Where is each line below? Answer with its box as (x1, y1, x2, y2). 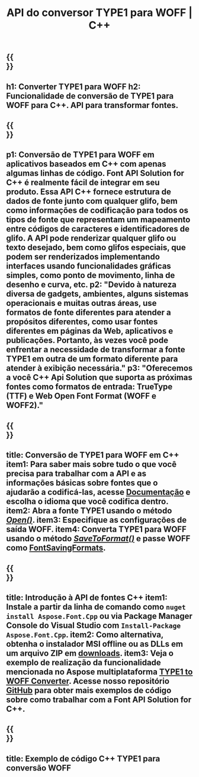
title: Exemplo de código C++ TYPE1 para (6, 753, 161, 763)
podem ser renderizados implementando (6, 252, 160, 262)
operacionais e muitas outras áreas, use (6, 298, 157, 308)
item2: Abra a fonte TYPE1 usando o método (6, 506, 172, 516)
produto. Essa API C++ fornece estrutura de (6, 187, 172, 197)
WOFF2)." (6, 400, 43, 410)
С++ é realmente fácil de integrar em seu (6, 178, 160, 188)
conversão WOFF (6, 763, 72, 773)
